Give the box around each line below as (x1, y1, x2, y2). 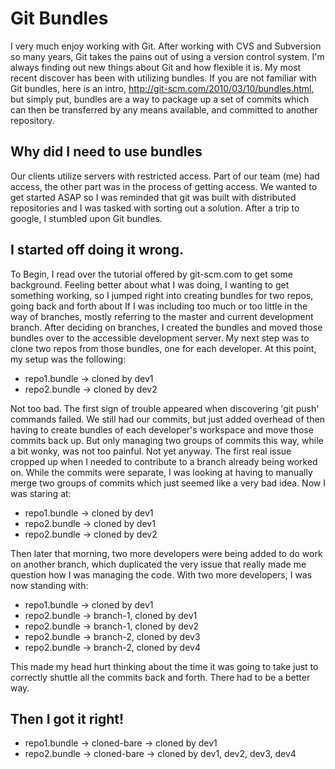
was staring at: (10, 487, 72, 499)
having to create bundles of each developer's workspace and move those (10, 423, 314, 436)
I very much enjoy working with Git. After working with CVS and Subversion (10, 40, 322, 52)
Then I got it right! (10, 710, 125, 727)
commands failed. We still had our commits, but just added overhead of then (10, 413, 325, 425)
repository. (10, 114, 55, 126)
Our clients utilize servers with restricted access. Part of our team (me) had (10, 170, 320, 182)
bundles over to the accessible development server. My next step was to (10, 332, 310, 344)
